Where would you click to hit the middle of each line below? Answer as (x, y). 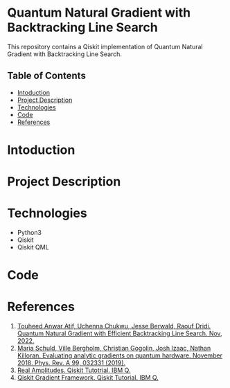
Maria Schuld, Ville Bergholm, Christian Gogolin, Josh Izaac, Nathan (114, 349)
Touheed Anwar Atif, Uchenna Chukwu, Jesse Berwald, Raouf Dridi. (114, 326)
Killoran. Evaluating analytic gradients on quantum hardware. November (120, 355)
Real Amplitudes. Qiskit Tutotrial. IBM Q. (74, 370)
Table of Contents (47, 76)
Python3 (29, 233)
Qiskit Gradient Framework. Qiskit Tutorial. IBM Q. (88, 378)
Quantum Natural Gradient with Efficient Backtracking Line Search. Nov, (120, 333)
